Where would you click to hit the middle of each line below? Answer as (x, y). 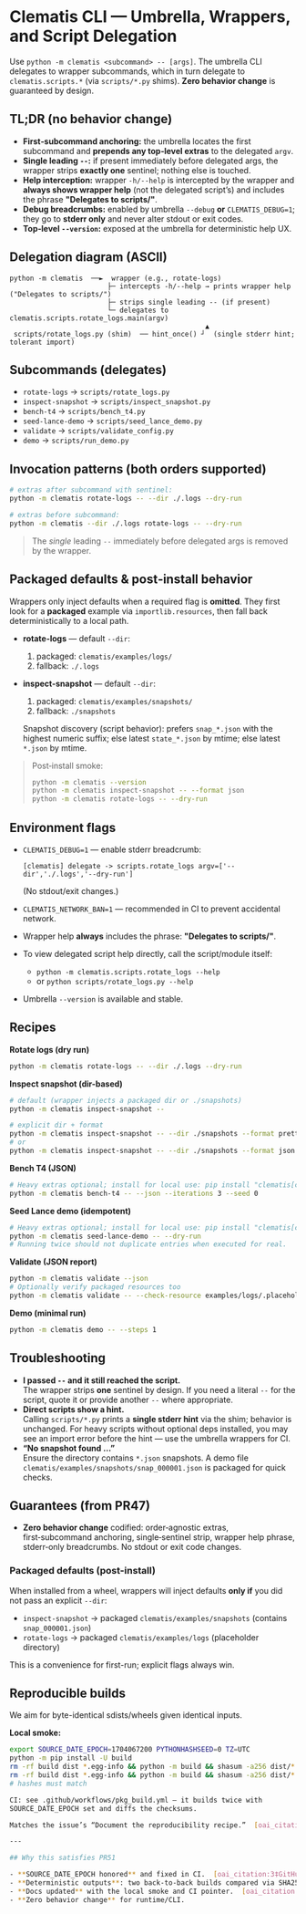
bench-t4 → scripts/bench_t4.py (84, 411)
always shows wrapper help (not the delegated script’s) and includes (153, 190)
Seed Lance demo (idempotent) (71, 1211)
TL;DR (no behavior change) (91, 119)
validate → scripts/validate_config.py (98, 431)
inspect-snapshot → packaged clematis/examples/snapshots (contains (155, 1618)
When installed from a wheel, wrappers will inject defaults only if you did (146, 1590)
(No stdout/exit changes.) (71, 890)
